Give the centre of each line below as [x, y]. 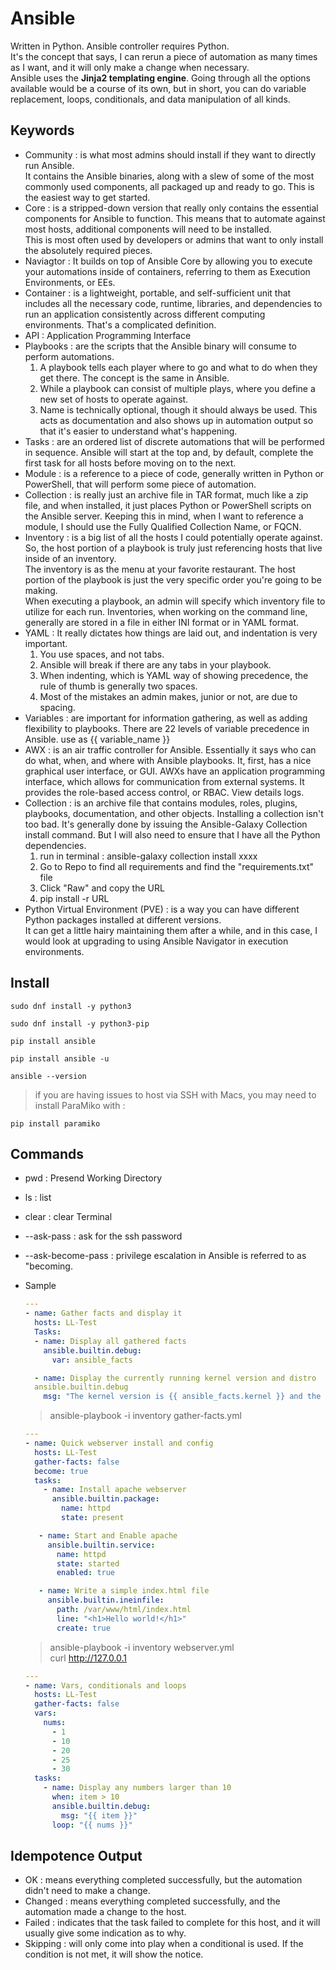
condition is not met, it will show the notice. [114, 1954]
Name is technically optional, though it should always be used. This [178, 409]
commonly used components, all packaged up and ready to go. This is [169, 186]
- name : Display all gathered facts [110, 1341]
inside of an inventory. [70, 558]
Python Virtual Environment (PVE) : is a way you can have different [162, 909]
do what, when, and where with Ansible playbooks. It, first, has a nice [168, 760]
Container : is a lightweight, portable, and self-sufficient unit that [158, 293]
